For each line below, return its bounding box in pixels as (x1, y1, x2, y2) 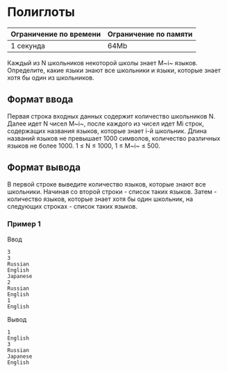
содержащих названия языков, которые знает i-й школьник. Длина (7, 126, 207, 135)
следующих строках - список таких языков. (7, 202, 137, 210)
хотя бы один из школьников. (7, 73, 95, 82)
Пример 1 (7, 219, 41, 229)
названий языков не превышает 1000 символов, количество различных (7, 134, 221, 142)
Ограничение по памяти (107, 29, 193, 39)
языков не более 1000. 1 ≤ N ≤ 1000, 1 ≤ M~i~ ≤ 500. (7, 141, 161, 150)
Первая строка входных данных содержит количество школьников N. (7, 112, 216, 120)
